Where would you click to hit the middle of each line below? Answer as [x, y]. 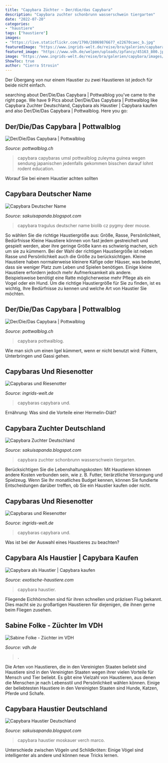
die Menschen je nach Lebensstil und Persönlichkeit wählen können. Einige [82, 682]
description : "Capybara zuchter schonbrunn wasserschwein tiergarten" [80, 15]
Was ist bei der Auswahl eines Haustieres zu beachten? [62, 542]
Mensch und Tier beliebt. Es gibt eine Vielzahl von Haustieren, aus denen [80, 677]
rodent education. [36, 169]
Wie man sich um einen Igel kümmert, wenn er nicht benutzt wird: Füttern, [81, 350]
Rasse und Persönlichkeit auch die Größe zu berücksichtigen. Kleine [75, 256]
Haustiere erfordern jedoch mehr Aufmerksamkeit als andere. [68, 272]
